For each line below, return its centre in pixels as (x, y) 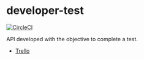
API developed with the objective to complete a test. (72, 39)
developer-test (45, 11)
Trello (22, 51)
